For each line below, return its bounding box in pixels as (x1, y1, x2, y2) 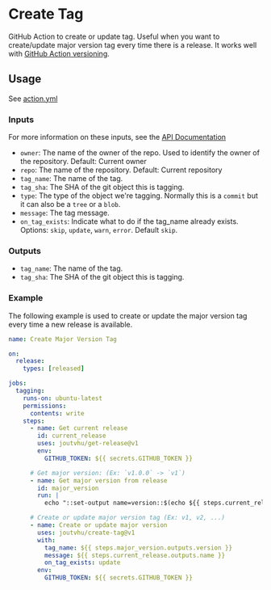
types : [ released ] (23, 365, 85, 373)
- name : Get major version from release (29, 476, 168, 485)
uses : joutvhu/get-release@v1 (37, 440, 139, 448)
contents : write (29, 409, 85, 417)
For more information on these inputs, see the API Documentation (8, 133, 227, 142)
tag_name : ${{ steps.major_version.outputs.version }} (44, 543, 232, 552)
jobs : (8, 379, 27, 388)
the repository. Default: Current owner (19, 157, 148, 166)
